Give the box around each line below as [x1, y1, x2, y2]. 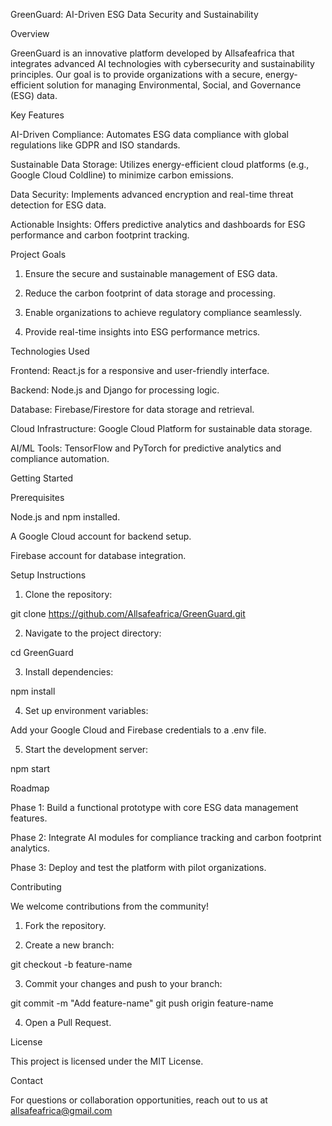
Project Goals [10, 249, 67, 260]
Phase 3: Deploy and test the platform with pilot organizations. [10, 862, 267, 873]
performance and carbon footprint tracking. [10, 229, 190, 241]
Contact [10, 1075, 43, 1086]
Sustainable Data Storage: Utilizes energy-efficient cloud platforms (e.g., [10, 159, 310, 170]
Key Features [10, 109, 65, 121]
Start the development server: [24, 744, 149, 755]
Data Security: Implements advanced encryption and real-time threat [10, 189, 294, 200]
